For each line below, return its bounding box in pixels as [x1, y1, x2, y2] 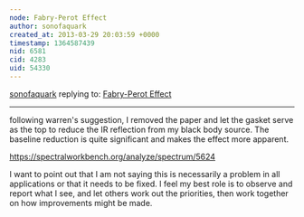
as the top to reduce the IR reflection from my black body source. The [9, 124, 270, 135]
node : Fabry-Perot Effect [9, 13, 107, 23]
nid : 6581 [9, 47, 47, 56]
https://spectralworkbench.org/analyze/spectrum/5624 [9, 151, 215, 162]
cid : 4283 [9, 55, 47, 64]
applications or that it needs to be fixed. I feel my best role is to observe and [9, 178, 293, 189]
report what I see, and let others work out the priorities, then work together [9, 187, 290, 199]
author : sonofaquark [9, 22, 88, 31]
